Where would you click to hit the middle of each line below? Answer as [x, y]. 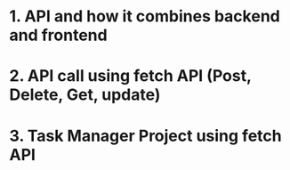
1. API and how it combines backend [145, 16]
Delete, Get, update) [85, 95]
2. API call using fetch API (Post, [130, 76]
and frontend [59, 35]
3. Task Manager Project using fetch [145, 136]
